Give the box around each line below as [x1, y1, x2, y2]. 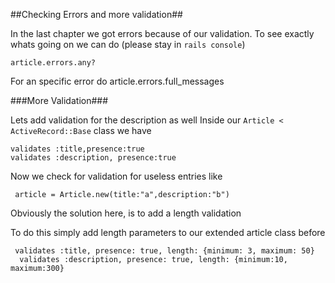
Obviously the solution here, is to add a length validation [10, 207, 242, 219]
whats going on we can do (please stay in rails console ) [10, 39, 246, 50]
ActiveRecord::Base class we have [10, 125, 152, 136]
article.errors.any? [10, 58, 97, 68]
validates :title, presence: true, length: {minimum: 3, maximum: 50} [14, 246, 315, 256]
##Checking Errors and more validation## [10, 9, 183, 20]
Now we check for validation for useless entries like [10, 170, 223, 182]
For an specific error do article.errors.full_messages [10, 75, 225, 87]
